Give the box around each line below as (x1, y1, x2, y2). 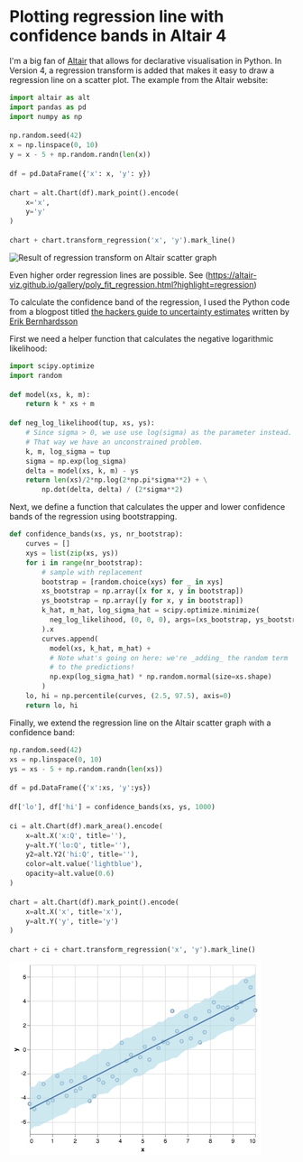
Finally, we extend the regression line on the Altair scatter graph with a (9, 717, 271, 728)
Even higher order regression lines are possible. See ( (9, 269, 209, 281)
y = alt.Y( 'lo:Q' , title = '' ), (25, 841, 131, 850)
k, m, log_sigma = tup (25, 447, 111, 456)
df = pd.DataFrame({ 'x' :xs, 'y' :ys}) (9, 783, 151, 793)
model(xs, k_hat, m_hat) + (49, 643, 151, 653)
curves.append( (41, 634, 99, 643)
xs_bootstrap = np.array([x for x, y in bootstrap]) (41, 586, 244, 596)
